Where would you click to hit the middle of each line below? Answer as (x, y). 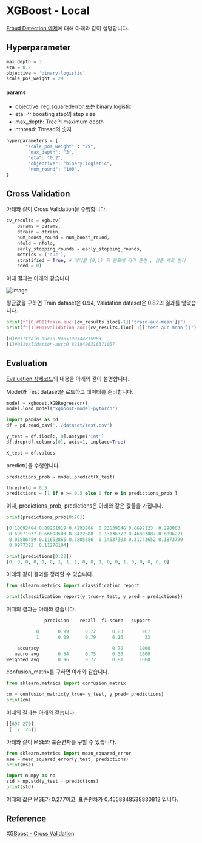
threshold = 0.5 (27, 488)
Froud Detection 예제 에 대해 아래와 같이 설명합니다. (68, 28)
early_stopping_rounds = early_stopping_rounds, (80, 249)
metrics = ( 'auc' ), (42, 255)
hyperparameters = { (32, 141)
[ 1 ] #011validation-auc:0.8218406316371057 (61, 344)
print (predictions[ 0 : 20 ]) (39, 556)
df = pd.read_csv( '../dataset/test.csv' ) (59, 425)
